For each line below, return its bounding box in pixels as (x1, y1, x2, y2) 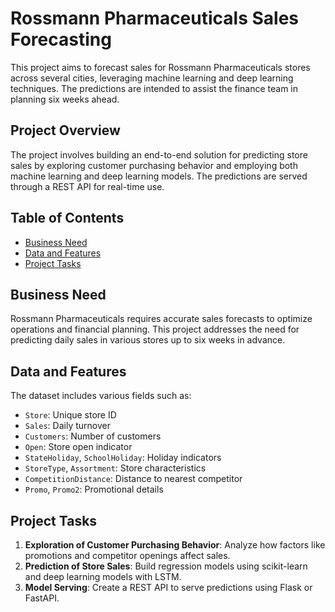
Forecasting (10, 28, 112, 51)
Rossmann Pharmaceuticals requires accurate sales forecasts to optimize (10, 313, 313, 325)
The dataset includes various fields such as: (10, 390, 192, 402)
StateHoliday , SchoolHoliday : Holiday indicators (24, 452, 222, 464)
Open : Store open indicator (24, 441, 133, 453)
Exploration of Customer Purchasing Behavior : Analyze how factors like (24, 539, 326, 551)
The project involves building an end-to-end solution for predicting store (10, 148, 308, 161)
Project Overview (10, 122, 121, 139)
